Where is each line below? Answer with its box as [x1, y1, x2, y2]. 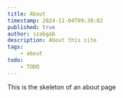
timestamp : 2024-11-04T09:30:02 [7, 17, 103, 24]
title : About [7, 10, 46, 18]
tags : [7, 43, 23, 50]
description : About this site [7, 37, 97, 44]
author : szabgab [7, 30, 55, 38]
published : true [7, 23, 55, 31]
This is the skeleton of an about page [7, 82, 116, 91]
